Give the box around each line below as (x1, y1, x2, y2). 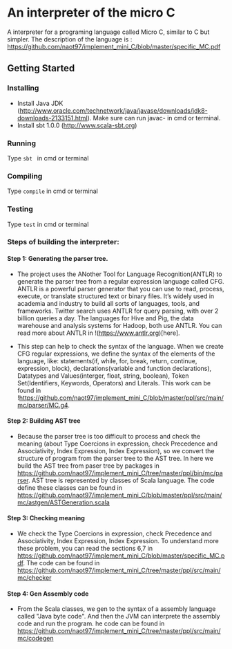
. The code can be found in (23, 559, 100, 567)
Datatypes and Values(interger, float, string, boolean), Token (17, 372, 189, 380)
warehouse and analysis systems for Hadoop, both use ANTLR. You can (17, 321, 222, 329)
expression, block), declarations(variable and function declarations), (17, 364, 212, 372)
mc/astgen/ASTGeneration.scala (17, 498, 110, 506)
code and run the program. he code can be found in (17, 619, 165, 628)
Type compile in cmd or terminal (7, 187, 99, 195)
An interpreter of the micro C (7, 5, 175, 21)
